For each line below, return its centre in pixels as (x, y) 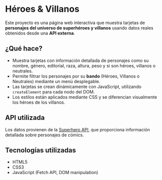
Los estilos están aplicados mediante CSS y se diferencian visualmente (84, 97)
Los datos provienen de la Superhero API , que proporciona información (78, 129)
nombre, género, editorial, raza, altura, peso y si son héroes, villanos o (84, 65)
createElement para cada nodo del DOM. (53, 91)
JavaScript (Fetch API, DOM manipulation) (55, 173)
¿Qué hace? (24, 48)
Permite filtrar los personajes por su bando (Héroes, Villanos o (76, 76)
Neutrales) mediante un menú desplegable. (56, 81)
